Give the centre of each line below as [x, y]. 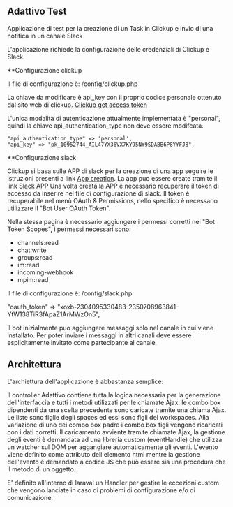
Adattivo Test [37, 12]
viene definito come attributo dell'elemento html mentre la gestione [104, 454]
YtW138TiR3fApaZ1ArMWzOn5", [54, 314]
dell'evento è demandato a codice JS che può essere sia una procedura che [117, 462]
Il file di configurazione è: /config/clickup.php [73, 84]
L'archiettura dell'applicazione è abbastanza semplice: [85, 381]
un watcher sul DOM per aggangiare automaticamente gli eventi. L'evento [113, 447]
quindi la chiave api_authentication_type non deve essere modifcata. [105, 126]
